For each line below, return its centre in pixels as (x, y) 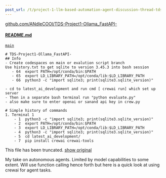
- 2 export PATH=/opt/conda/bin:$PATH (55, 123)
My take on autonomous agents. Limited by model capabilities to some (77, 159)
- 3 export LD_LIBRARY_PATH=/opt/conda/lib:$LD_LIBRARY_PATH (79, 128)
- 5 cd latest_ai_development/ (47, 136)
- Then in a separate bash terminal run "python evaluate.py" (70, 97)
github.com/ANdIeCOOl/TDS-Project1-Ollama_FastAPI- (61, 24)
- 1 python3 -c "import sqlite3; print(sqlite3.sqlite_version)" (84, 119)
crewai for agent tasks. (28, 170)
